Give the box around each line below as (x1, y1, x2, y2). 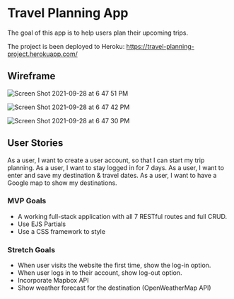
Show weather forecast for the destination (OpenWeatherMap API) (17, 283, 211, 292)
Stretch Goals (7, 244, 55, 254)
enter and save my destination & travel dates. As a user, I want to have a (7, 171, 217, 179)
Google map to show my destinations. (7, 179, 118, 187)
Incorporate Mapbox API (17, 276, 90, 285)
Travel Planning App (7, 5, 129, 21)
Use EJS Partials (17, 220, 66, 228)
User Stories (7, 137, 64, 149)
